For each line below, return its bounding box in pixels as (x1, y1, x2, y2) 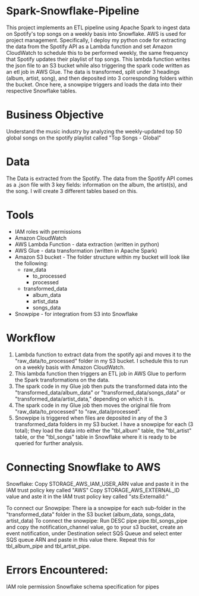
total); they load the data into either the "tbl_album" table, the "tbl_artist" (14, 427, 192, 434)
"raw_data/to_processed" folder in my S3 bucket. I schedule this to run (14, 357, 188, 364)
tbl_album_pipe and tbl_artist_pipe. (6, 542, 91, 550)
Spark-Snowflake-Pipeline (6, 4, 140, 18)
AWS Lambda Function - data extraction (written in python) (14, 240, 159, 248)
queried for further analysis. (14, 439, 84, 446)
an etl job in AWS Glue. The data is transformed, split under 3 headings (6, 68, 180, 75)
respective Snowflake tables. (6, 87, 77, 94)
